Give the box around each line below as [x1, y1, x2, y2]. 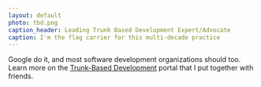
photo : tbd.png [8, 19, 58, 27]
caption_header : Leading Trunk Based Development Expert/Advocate [8, 26, 231, 34]
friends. [8, 71, 34, 81]
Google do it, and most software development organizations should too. [8, 55, 241, 64]
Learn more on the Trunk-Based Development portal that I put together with [8, 63, 254, 73]
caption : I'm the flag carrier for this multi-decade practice [8, 33, 221, 42]
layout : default [8, 11, 62, 20]
